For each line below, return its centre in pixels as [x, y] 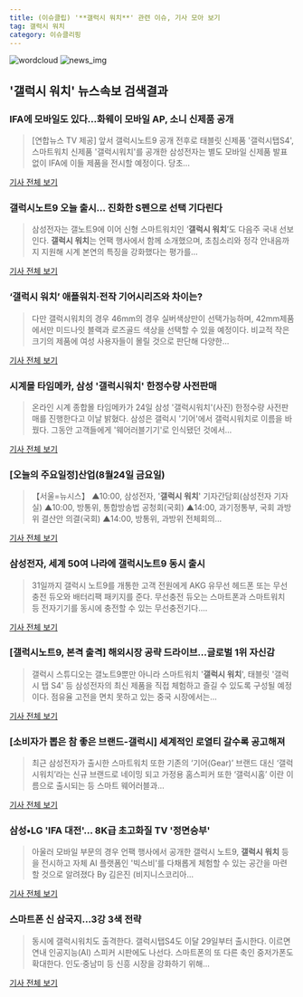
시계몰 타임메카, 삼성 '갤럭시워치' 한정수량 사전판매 [113, 385]
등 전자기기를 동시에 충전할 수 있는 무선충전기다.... [119, 608]
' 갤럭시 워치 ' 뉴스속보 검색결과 [89, 91]
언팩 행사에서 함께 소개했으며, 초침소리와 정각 [179, 241]
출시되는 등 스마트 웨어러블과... [110, 786]
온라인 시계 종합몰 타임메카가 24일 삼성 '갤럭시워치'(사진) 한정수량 [148, 407]
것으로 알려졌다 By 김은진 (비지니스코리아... [118, 875]
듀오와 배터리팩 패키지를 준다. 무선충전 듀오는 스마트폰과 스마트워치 [167, 596]
